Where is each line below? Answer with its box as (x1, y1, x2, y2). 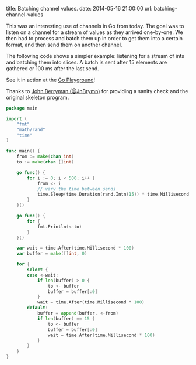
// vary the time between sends (37, 186, 116, 192)
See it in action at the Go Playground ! (6, 76, 96, 83)
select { (27, 267, 48, 272)
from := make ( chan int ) (16, 153, 75, 160)
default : (27, 305, 48, 311)
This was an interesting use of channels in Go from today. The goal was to (6, 23, 184, 29)
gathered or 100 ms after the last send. (6, 65, 99, 72)
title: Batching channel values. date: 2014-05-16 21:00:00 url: (6, 5, 153, 12)
